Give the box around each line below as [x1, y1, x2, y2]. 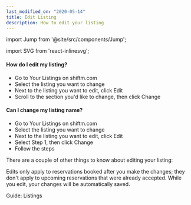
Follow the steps [14, 145, 55, 152]
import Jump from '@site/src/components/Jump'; [6, 36, 127, 43]
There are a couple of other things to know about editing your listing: [6, 156, 173, 164]
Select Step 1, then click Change [14, 139, 93, 146]
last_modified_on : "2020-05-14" [6, 8, 85, 15]
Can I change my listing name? [6, 107, 83, 114]
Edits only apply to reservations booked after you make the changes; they [6, 168, 185, 175]
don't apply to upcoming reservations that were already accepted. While [6, 174, 182, 181]
